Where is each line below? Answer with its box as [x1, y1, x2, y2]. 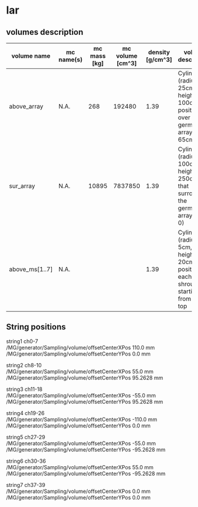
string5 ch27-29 [6, 433, 45, 440]
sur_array [9, 182, 35, 190]
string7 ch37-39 [6, 481, 45, 488]
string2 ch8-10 [6, 361, 42, 368]
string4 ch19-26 [6, 409, 45, 416]
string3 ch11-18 [6, 386, 43, 393]
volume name [11, 52, 51, 60]
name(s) [58, 55, 83, 64]
